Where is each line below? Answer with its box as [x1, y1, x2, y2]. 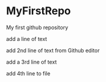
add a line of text [6, 35, 47, 42]
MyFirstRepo [6, 4, 71, 18]
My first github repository [6, 24, 69, 31]
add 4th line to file [6, 70, 50, 77]
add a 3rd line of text [6, 58, 57, 65]
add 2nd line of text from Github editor [6, 46, 100, 54]
